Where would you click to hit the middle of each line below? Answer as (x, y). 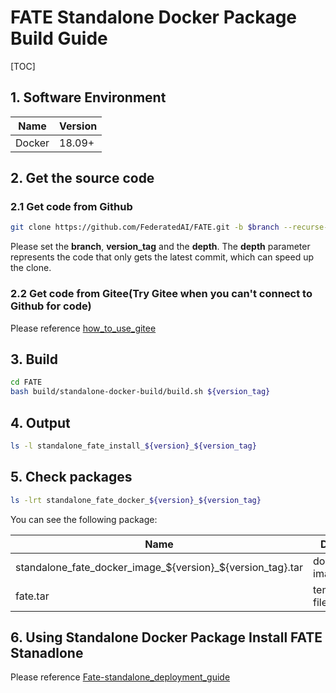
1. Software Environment (88, 97)
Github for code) (51, 306)
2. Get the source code (82, 178)
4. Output (40, 422)
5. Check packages (71, 477)
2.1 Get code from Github (71, 207)
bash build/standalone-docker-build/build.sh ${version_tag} (140, 392)
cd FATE (26, 382)
